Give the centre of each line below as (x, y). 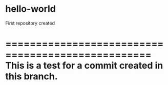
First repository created (30, 23)
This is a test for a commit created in (84, 66)
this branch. (31, 77)
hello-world (31, 9)
